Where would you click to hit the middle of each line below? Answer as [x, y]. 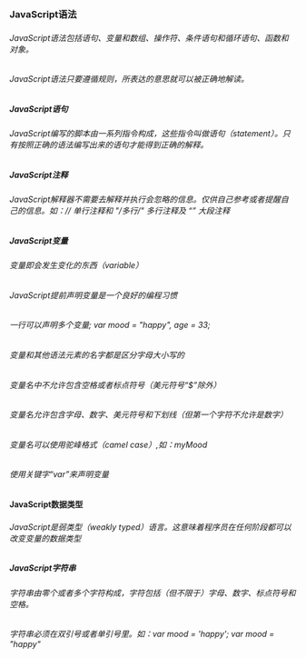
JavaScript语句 [39, 109]
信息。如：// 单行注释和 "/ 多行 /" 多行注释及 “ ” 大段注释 [128, 211]
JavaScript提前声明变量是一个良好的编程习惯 [94, 295]
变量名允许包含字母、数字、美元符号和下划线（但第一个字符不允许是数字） [148, 414]
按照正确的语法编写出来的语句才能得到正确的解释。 [113, 145]
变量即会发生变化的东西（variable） [76, 265]
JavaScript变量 [39, 240]
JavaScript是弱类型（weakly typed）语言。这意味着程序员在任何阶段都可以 [151, 527]
